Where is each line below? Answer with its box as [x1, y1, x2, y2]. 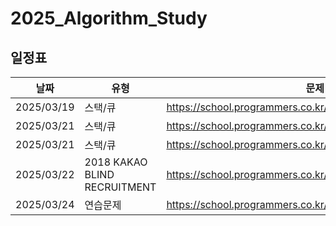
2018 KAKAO [84, 155, 148, 169]
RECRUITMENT [84, 180, 157, 194]
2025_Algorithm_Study [10, 7, 208, 30]
